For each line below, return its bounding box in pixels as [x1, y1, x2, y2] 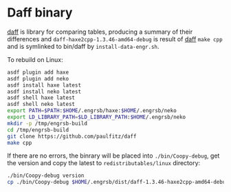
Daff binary [7, 5, 73, 21]
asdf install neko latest [7, 88, 81, 95]
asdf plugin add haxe [7, 69, 69, 76]
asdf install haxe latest [7, 81, 81, 89]
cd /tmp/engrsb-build [7, 126, 69, 134]
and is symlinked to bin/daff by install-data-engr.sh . [7, 42, 159, 50]
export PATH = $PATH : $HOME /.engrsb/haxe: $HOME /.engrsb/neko [7, 107, 177, 114]
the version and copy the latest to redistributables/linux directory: [7, 159, 201, 167]
